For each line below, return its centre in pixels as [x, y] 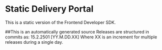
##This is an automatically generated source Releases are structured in [77, 32]
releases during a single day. [34, 42]
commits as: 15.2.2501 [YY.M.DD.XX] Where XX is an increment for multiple [81, 37]
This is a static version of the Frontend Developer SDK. [61, 22]
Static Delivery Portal [49, 9]
